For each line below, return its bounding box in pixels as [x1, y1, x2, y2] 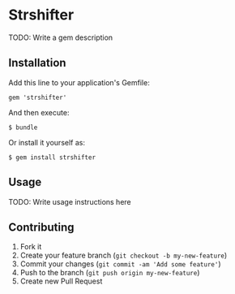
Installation [8, 56, 66, 70]
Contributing [8, 220, 75, 234]
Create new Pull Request [19, 276, 103, 286]
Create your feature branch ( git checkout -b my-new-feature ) [19, 250, 228, 261]
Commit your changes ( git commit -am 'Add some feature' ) [19, 259, 221, 269]
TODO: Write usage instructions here [8, 197, 131, 206]
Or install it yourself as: [8, 137, 85, 147]
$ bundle [8, 123, 38, 132]
